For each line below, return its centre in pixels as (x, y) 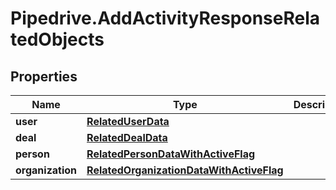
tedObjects (57, 39)
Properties (44, 76)
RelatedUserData (128, 121)
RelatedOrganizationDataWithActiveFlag (185, 170)
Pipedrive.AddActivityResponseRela (165, 18)
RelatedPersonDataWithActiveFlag (171, 154)
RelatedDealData (127, 137)
